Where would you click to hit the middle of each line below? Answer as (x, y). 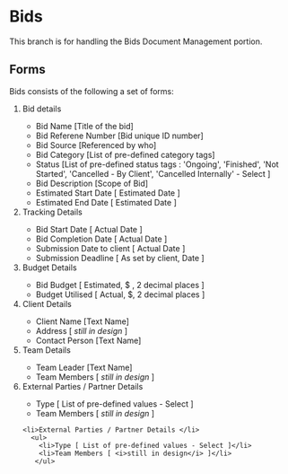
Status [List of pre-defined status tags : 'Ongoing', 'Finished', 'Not (157, 164)
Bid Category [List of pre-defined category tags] (125, 154)
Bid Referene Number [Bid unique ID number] (119, 136)
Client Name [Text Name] (83, 321)
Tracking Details (52, 212)
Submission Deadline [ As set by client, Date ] (120, 258)
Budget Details (50, 268)
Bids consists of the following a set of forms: (92, 91)
